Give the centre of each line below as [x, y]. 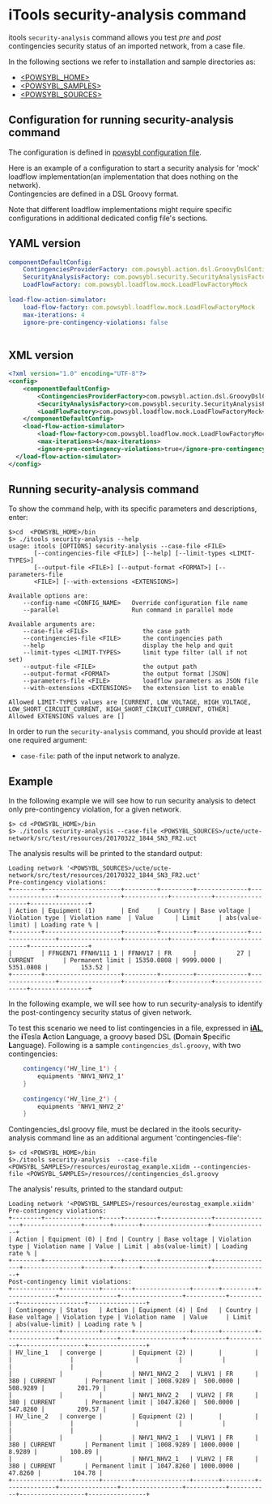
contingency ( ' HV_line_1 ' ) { [70, 1069]
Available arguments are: [52, 624]
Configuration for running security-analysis [121, 120]
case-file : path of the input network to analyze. [100, 756]
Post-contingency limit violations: [70, 1282]
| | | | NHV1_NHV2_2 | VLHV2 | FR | [134, 1395]
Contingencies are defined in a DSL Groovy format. [93, 194]
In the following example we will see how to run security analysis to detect [132, 801]
